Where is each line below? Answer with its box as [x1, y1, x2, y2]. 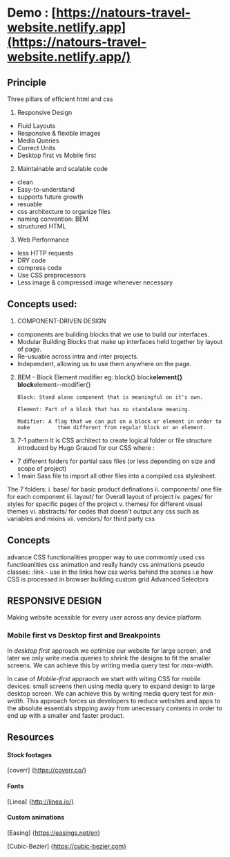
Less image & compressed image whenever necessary [17, 278, 173, 287]
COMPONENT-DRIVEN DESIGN [17, 316, 106, 325]
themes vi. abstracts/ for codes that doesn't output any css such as [7, 507, 200, 515]
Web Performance [17, 235, 70, 244]
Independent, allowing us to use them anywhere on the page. [17, 359, 192, 368]
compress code [17, 264, 62, 271]
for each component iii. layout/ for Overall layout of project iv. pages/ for [7, 492, 213, 500]
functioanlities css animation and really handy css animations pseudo [7, 560, 205, 568]
